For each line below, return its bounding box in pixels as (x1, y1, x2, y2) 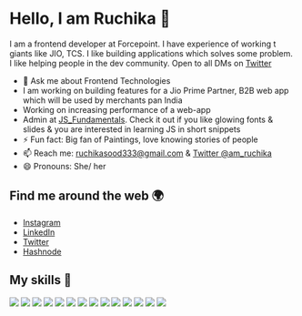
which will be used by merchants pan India (22, 95, 184, 106)
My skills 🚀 (9, 272, 72, 288)
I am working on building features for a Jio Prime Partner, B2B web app (22, 85, 289, 96)
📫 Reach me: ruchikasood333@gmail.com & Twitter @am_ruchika (22, 148, 273, 158)
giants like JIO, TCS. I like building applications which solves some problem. (9, 47, 294, 58)
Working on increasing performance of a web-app (22, 104, 211, 115)
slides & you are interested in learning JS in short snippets (22, 123, 241, 135)
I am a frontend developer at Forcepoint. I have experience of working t (9, 38, 277, 49)
